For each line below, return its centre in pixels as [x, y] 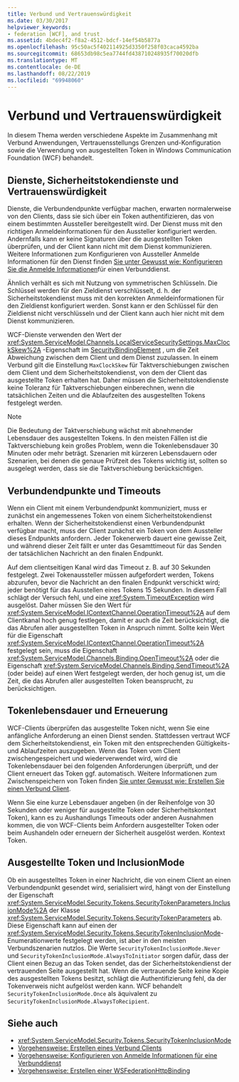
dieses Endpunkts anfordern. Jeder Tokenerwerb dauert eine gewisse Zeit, [117, 538]
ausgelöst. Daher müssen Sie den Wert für [69, 605]
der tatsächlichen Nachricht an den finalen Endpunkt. [85, 553]
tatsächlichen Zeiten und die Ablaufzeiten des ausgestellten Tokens [106, 396]
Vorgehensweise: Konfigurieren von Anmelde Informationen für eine [117, 1056]
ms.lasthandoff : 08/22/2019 [49, 73]
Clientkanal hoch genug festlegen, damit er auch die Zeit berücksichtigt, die [118, 620]
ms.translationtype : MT [43, 61]
